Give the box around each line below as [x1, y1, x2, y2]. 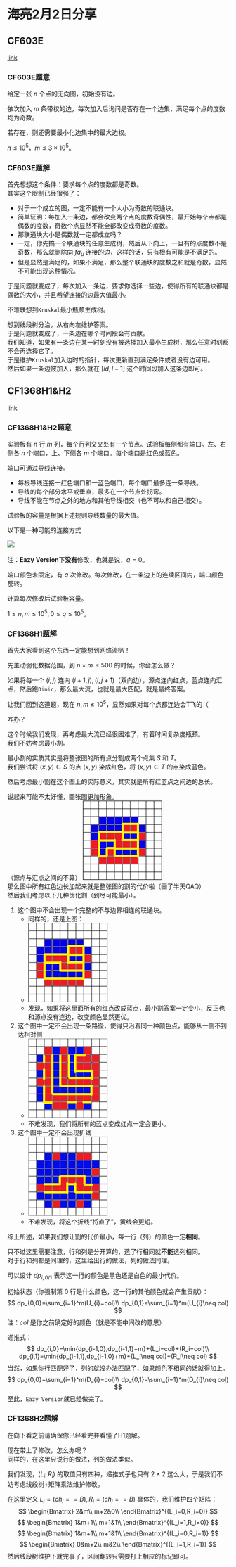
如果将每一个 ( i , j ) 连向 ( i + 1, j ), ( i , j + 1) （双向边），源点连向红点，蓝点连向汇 [7, 676, 223, 684]
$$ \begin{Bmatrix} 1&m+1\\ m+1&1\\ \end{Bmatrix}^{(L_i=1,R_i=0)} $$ [17, 1518, 219, 1527]
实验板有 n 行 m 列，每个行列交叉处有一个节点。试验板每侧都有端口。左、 [7, 440, 221, 449]
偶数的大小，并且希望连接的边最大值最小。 [7, 290, 131, 299]
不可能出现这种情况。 [17, 267, 79, 275]
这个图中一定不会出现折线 [17, 1128, 92, 1137]
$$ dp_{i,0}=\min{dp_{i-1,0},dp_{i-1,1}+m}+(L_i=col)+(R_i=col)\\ [27, 1344, 209, 1352]
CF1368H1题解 [7, 629, 58, 639]
